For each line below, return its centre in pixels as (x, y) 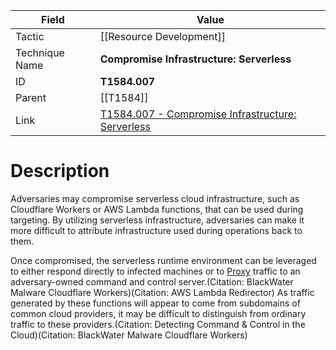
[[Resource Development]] (163, 36)
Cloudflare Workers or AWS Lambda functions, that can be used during (157, 209)
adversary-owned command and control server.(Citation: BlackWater (152, 281)
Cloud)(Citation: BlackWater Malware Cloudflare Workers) (129, 335)
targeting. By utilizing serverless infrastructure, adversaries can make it (157, 220)
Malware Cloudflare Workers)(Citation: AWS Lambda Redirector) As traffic (162, 292)
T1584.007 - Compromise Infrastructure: (198, 114)
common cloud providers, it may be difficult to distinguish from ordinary (158, 313)
